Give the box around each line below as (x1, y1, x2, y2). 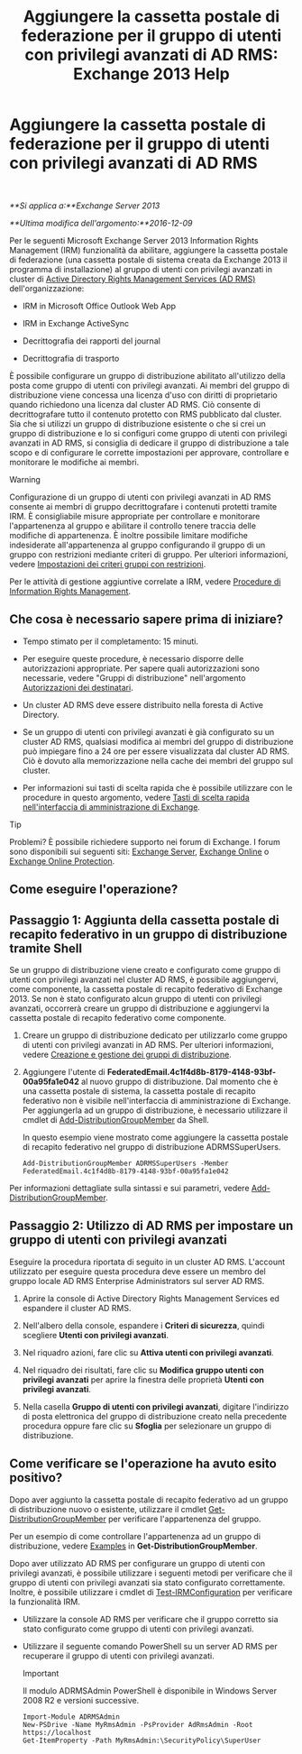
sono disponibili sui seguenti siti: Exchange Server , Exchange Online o (9, 846, 270, 857)
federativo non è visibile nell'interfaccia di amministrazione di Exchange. (22, 1095, 291, 1106)
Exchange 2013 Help (73, 64, 230, 85)
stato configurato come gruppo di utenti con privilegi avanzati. (22, 1623, 254, 1634)
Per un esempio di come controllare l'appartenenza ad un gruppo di (9, 1530, 261, 1541)
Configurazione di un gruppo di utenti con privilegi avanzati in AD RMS (9, 491, 272, 502)
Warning (9, 473, 41, 484)
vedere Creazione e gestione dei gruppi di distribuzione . (22, 1049, 232, 1060)
